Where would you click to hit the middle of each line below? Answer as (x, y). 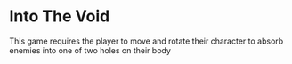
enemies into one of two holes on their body (90, 50)
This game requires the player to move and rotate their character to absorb (146, 41)
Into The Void (60, 16)
